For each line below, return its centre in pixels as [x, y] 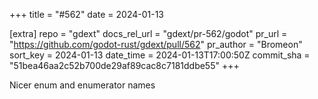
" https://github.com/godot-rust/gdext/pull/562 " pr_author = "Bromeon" [156, 44]
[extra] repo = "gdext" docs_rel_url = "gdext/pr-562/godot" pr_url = [148, 33]
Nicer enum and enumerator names [82, 85]
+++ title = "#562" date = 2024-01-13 [86, 14]
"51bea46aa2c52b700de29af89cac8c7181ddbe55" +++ [124, 65]
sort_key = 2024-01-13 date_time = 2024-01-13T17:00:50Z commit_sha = [160, 55]
